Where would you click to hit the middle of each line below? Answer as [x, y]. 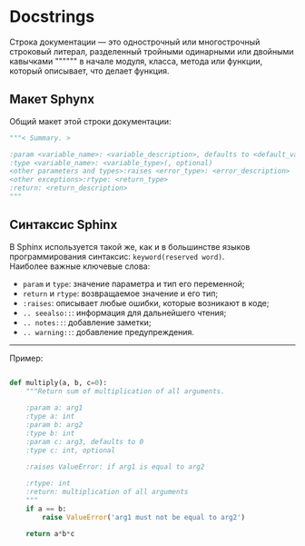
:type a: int [50, 417]
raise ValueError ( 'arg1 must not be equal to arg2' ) [144, 517]
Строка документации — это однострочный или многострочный [135, 42]
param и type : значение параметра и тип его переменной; [133, 283]
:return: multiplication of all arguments [107, 492]
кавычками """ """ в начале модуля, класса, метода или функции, [136, 61]
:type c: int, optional [71, 450]
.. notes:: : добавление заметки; [87, 322]
